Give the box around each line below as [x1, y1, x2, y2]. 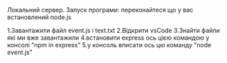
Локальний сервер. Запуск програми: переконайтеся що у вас [7, 6, 194, 14]
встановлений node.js [7, 13, 71, 21]
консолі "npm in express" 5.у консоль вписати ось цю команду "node [7, 41, 212, 49]
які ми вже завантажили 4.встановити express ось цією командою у [7, 34, 210, 42]
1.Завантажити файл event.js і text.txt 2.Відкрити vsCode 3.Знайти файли [7, 27, 220, 34]
